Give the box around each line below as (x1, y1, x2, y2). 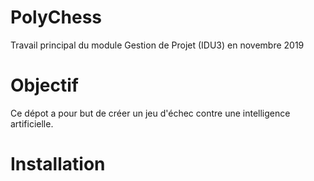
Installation (10, 153, 106, 176)
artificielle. (10, 117, 54, 130)
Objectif (10, 74, 79, 97)
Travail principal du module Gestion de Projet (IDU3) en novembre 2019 (10, 39, 305, 51)
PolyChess (10, 6, 103, 29)
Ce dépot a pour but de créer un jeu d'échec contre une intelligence (10, 107, 291, 119)
